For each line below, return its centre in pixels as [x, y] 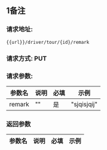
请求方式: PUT [27, 58]
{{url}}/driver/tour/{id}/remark [48, 42]
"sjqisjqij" [84, 104]
